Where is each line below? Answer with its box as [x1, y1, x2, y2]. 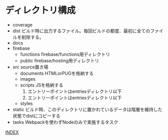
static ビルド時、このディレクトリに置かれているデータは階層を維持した [12, 106, 163, 112]
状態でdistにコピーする [12, 113, 61, 119]
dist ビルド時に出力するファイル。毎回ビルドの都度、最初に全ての [12, 27, 150, 33]
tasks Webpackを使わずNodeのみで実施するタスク [12, 119, 118, 125]
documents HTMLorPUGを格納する [20, 70, 94, 76]
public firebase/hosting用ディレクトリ [20, 57, 100, 63]
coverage [12, 21, 33, 28]
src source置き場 [12, 64, 49, 70]
